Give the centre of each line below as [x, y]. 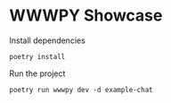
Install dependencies [48, 40]
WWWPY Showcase [86, 16]
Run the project [37, 73]
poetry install [37, 56]
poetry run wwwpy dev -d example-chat [81, 90]
